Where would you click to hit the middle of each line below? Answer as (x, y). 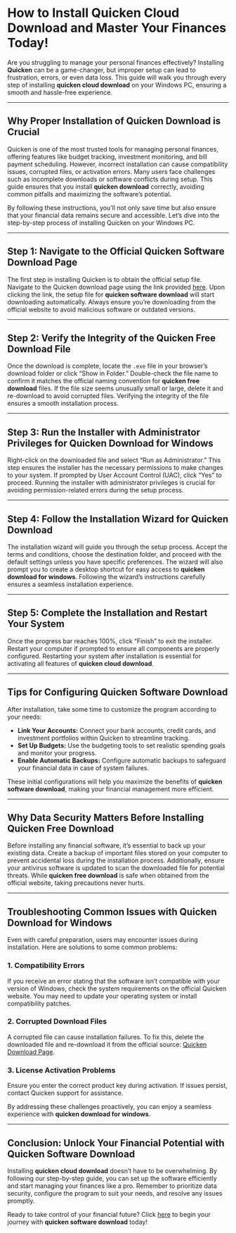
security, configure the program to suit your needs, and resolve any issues (115, 1193)
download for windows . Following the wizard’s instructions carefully (106, 577)
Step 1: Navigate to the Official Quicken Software (116, 252)
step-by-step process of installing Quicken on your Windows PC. (101, 223)
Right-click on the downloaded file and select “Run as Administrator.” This (114, 460)
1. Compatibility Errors (46, 965)
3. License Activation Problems (61, 1070)
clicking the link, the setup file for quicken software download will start (111, 295)
